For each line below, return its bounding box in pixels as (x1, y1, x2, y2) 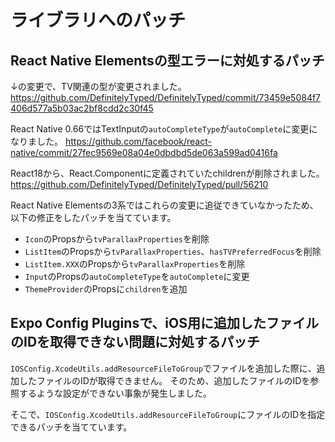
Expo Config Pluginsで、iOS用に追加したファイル (10, 315, 319, 332)
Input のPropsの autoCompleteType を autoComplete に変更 (24, 271, 250, 282)
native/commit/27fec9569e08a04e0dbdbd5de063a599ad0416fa (10, 147, 278, 158)
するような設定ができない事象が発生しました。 (18, 387, 212, 399)
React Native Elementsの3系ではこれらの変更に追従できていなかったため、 (10, 199, 319, 211)
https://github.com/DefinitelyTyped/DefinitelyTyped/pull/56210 (10, 179, 269, 190)
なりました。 (10, 136, 63, 147)
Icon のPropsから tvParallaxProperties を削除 (24, 233, 210, 245)
